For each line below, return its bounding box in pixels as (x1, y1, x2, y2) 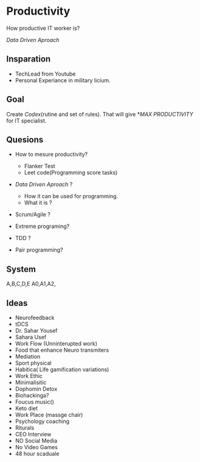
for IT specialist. (6, 117, 47, 124)
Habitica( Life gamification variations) (15, 366, 109, 373)
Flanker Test (24, 163, 56, 170)
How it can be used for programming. (24, 193, 119, 200)
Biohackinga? (15, 392, 49, 399)
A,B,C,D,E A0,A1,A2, (6, 280, 56, 288)
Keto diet (15, 405, 38, 412)
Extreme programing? (15, 222, 70, 230)
